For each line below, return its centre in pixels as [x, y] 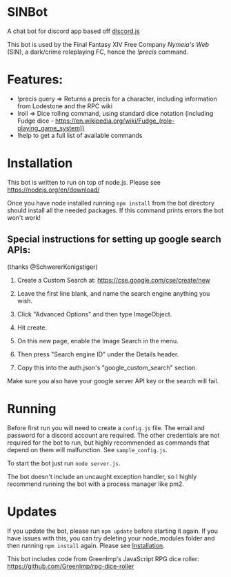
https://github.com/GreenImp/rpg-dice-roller [71, 566]
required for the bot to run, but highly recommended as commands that [108, 443]
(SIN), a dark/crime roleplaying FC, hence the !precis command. [98, 52]
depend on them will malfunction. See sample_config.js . [87, 449]
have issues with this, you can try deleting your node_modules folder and [111, 538]
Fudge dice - [35, 121]
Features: [35, 80]
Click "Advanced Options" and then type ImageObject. [94, 314]
